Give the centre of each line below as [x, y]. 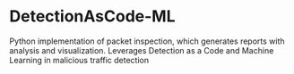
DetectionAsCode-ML [92, 16]
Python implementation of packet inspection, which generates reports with [147, 41]
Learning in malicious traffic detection [79, 60]
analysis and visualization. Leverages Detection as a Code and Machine [142, 50]
